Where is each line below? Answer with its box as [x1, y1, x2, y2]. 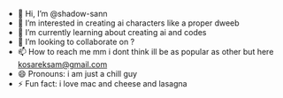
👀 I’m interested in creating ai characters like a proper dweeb [17, 18, 241, 28]
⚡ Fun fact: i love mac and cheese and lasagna [17, 79, 187, 88]
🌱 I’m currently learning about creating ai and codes [17, 27, 207, 37]
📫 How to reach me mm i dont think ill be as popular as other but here [17, 47, 274, 57]
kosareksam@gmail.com [17, 59, 108, 70]
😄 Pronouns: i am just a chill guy [17, 69, 138, 79]
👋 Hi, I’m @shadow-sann [17, 9, 108, 19]
